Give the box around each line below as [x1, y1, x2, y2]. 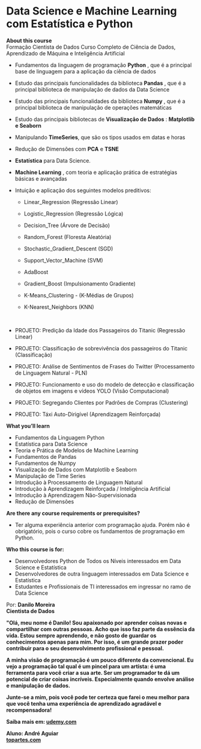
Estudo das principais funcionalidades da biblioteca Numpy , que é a [14, 98, 185, 105]
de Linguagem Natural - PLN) [14, 369, 88, 376]
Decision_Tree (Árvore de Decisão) [23, 222, 110, 229]
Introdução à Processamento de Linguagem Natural [14, 479, 143, 486]
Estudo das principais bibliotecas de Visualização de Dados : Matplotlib [14, 116, 195, 123]
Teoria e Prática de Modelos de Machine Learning [14, 447, 139, 454]
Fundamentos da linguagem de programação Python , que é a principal [14, 61, 192, 69]
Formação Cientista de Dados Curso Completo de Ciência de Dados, [6, 43, 176, 51]
